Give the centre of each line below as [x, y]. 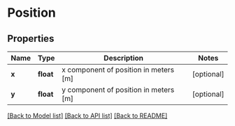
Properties [31, 39]
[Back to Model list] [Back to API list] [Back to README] [87, 116]
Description [124, 58]
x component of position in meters [118, 70]
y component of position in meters [118, 90]
